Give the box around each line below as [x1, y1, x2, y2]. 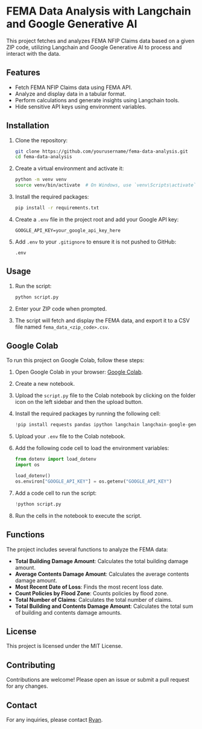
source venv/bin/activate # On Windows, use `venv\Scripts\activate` [14, 182, 197, 188]
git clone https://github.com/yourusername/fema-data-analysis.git [14, 148, 188, 154]
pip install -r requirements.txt [14, 205, 99, 211]
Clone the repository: [14, 136, 68, 143]
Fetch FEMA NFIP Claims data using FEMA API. [14, 84, 133, 91]
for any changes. [6, 682, 48, 690]
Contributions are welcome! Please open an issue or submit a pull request [6, 676, 190, 684]
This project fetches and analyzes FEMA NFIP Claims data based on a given [6, 37, 195, 44]
